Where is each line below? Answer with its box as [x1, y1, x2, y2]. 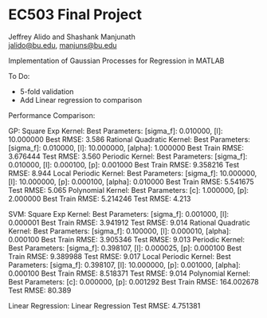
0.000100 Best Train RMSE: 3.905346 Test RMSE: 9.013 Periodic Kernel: [8, 234, 245, 244]
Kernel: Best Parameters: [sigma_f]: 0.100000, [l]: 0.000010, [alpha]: [8, 226, 231, 236]
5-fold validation [19, 86, 74, 96]
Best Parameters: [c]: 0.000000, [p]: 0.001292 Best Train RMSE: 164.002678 [8, 277, 259, 286]
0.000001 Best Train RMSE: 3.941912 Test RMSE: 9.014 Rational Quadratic [8, 218, 251, 227]
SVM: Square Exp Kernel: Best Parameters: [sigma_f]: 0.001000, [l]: [8, 209, 230, 218]
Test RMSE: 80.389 [8, 285, 72, 295]
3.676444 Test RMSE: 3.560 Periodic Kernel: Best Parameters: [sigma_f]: [8, 151, 248, 161]
